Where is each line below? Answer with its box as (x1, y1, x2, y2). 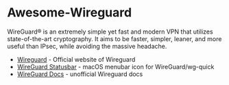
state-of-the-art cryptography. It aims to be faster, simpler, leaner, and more (7, 34, 222, 42)
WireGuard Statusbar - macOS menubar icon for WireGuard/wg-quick (16, 62, 215, 71)
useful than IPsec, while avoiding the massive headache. (7, 42, 167, 50)
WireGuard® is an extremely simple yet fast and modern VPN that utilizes (7, 27, 214, 36)
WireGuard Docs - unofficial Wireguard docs (16, 70, 143, 78)
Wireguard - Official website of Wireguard (16, 55, 136, 63)
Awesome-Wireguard (7, 5, 132, 21)
